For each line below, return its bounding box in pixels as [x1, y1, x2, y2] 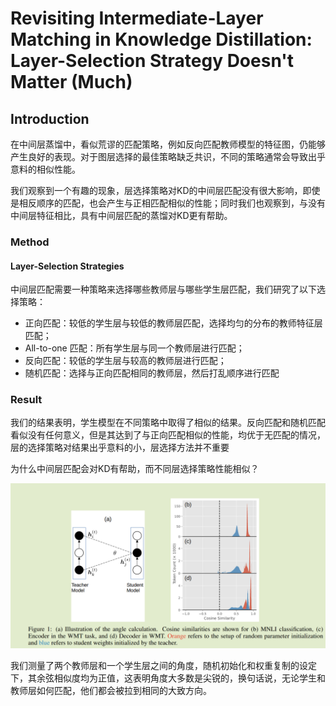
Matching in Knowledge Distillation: [10, 28, 313, 51]
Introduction [10, 110, 90, 127]
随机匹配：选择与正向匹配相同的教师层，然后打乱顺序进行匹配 [24, 367, 280, 379]
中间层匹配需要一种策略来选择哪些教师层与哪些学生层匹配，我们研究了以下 [10, 283, 317, 296]
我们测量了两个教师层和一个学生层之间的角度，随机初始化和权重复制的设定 [10, 660, 317, 672]
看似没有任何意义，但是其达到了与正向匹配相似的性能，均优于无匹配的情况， [10, 429, 326, 441]
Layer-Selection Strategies [10, 260, 125, 272]
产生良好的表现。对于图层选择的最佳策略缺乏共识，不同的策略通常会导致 [10, 151, 308, 162]
